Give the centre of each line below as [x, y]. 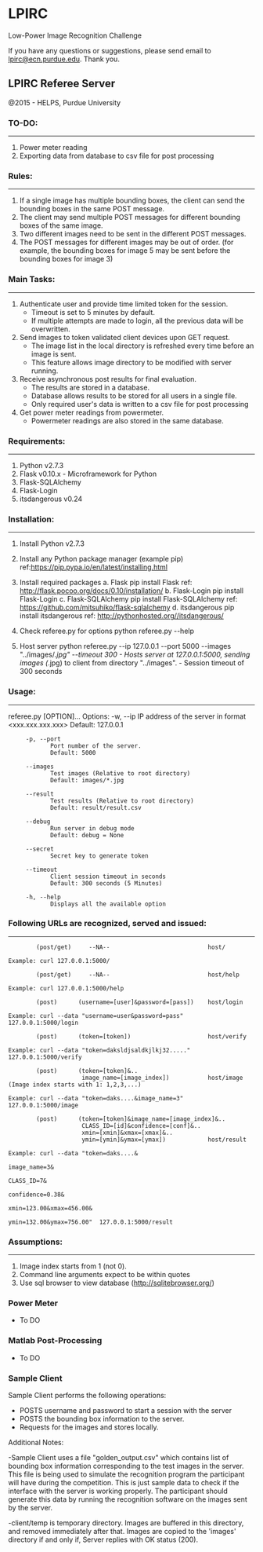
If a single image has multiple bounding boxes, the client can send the [132, 200]
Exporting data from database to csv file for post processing [117, 156]
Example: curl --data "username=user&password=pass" [96, 1016]
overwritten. [50, 329]
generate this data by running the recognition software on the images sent [128, 1499]
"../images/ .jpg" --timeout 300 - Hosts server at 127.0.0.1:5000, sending [135, 655]
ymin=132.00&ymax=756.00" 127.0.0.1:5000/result [91, 1222]
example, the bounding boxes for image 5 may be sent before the [125, 251]
